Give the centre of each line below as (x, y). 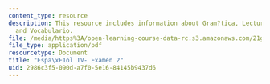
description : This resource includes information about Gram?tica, (124, 23)
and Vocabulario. (45, 30)
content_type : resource (48, 16)
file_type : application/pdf (55, 46)
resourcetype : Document (48, 53)
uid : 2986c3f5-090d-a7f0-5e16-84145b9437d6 (82, 68)
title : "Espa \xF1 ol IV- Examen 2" (66, 61)
